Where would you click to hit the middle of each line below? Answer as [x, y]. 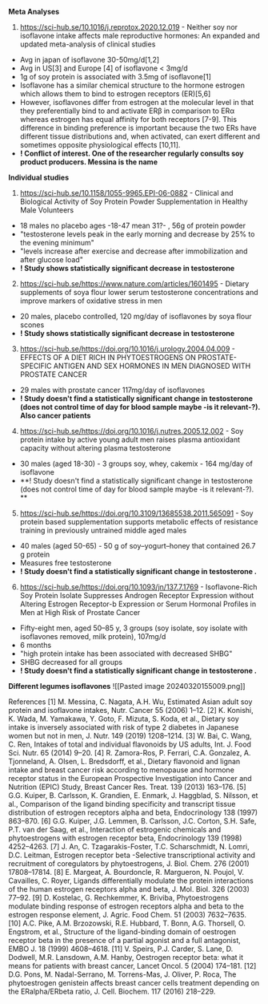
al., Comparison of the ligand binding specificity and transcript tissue [122, 804]
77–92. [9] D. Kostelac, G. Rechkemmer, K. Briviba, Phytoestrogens [119, 898]
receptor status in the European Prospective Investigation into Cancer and [130, 778]
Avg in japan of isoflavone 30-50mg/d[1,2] [90, 60]
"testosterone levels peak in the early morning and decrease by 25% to [137, 234]
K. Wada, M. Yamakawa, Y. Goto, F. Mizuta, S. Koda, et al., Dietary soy [124, 719]
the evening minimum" [57, 243]
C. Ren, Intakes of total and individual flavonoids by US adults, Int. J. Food [130, 744]
